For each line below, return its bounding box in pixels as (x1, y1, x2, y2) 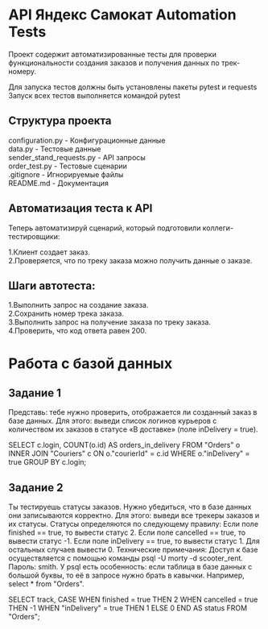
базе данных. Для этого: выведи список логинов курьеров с (8, 416, 217, 426)
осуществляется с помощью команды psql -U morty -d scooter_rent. (8, 553, 244, 563)
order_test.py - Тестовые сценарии (8, 161, 127, 171)
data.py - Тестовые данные (8, 143, 101, 154)
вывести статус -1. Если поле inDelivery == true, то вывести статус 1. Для (8, 536, 260, 546)
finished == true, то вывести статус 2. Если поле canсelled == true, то (8, 528, 246, 537)
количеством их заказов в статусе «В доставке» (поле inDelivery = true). (8, 424, 259, 434)
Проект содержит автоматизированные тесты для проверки (8, 49, 217, 59)
